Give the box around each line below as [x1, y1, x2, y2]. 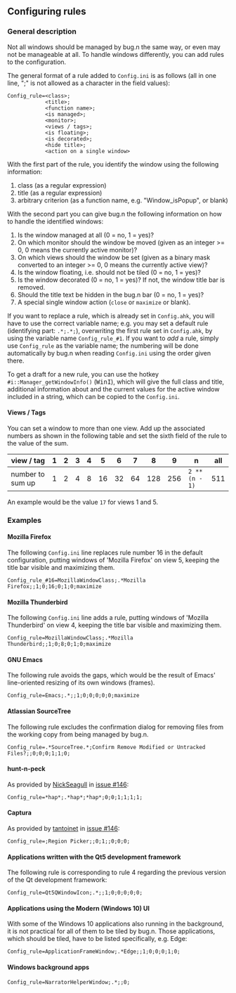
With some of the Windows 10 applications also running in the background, [7, 920, 224, 928]
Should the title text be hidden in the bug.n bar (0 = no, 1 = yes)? [17, 290, 204, 299]
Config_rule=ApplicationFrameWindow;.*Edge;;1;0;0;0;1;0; [7, 948, 181, 955]
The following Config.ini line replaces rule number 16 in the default [7, 548, 204, 557]
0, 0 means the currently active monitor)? [17, 245, 138, 254]
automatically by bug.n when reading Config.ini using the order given [7, 349, 211, 357]
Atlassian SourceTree [7, 707, 72, 715]
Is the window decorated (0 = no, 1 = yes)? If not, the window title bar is [17, 275, 225, 284]
